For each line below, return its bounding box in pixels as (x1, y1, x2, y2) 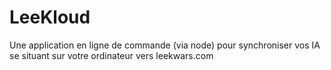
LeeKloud (9, 6, 91, 29)
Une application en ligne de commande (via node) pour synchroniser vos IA (9, 39, 321, 51)
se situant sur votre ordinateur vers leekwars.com (9, 49, 214, 61)
